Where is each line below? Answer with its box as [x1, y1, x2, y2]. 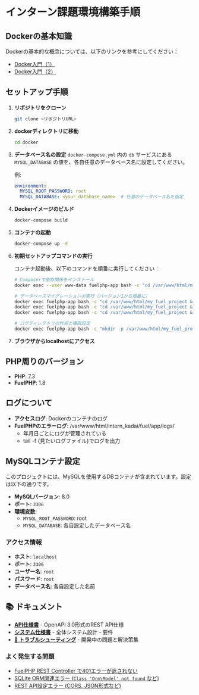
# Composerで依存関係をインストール [14, 276, 94, 283]
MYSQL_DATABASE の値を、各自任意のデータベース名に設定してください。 [14, 158, 188, 166]
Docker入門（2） [14, 68, 56, 75]
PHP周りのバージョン [5, 357, 84, 367]
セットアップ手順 [5, 87, 68, 97]
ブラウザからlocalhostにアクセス [14, 337, 96, 344]
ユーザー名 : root [14, 568, 55, 575]
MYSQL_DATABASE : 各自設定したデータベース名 [23, 522, 131, 529]
